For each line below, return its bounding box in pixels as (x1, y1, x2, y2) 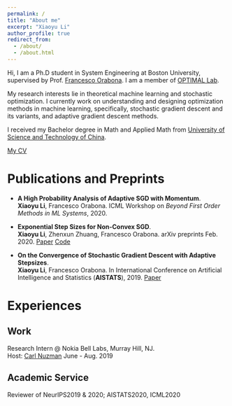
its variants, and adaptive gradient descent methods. (7, 111, 159, 120)
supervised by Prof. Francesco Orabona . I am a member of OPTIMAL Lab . (7, 76, 219, 84)
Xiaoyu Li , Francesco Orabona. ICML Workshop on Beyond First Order (17, 201, 221, 210)
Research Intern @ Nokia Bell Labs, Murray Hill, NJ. (7, 344, 155, 352)
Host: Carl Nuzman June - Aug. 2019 (7, 351, 113, 360)
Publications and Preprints (7, 171, 165, 187)
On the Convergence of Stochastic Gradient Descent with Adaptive (17, 251, 217, 259)
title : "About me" (7, 17, 61, 24)
